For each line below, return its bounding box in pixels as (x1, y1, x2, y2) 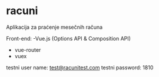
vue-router (14, 46, 41, 53)
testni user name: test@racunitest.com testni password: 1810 (6, 63, 154, 71)
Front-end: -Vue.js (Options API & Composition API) (6, 35, 131, 42)
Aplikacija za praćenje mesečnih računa (6, 24, 103, 31)
